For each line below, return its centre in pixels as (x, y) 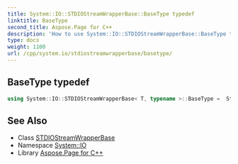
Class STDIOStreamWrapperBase (66, 138)
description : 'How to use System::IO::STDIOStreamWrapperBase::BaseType (117, 34)
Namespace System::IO (52, 146)
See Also (27, 120)
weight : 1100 (27, 47)
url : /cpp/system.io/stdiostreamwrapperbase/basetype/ (90, 54)
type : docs (23, 40)
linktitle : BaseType (38, 21)
